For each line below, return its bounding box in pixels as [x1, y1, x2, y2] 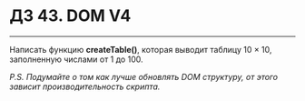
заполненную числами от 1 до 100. [9, 54, 143, 65]
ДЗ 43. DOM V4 [9, 5, 132, 26]
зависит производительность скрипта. [9, 81, 161, 92]
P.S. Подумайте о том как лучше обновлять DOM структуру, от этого [9, 71, 279, 82]
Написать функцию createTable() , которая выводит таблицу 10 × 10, [9, 44, 272, 55]
